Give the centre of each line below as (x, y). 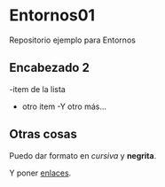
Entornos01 (52, 16)
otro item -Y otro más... (64, 106)
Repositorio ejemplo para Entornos (72, 40)
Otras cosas (43, 134)
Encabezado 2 (50, 68)
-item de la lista (38, 89)
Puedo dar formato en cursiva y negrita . (83, 155)
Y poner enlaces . (40, 173)
